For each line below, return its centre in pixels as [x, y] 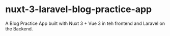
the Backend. [19, 28]
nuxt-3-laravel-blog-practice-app [78, 9]
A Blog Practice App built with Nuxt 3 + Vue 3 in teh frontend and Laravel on [85, 23]
